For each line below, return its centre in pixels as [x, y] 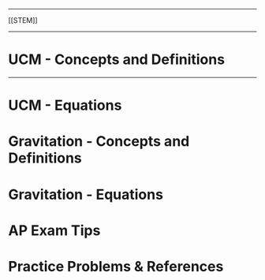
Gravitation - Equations [86, 194]
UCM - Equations [65, 105]
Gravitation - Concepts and [99, 142]
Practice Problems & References [116, 266]
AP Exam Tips [54, 230]
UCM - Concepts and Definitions [117, 60]
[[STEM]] [23, 20]
